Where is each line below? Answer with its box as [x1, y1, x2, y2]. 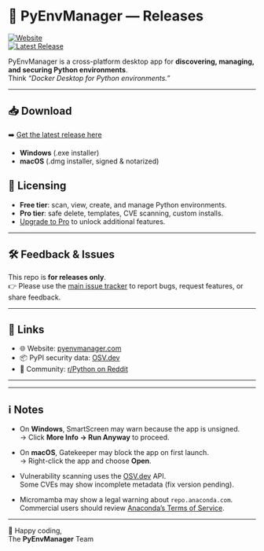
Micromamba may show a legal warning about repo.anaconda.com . [19, 495, 233, 504]
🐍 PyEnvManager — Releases [8, 7, 204, 25]
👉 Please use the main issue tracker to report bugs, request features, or [8, 281, 244, 291]
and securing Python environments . [8, 64, 128, 74]
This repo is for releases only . [8, 273, 106, 282]
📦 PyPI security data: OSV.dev [19, 353, 120, 362]
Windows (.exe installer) [19, 148, 100, 157]
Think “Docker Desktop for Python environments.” [8, 73, 170, 83]
